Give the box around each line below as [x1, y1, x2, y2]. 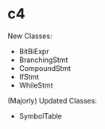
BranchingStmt [18, 55, 68, 64]
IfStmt [18, 72, 40, 81]
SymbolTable [18, 111, 63, 120]
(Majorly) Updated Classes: [7, 96, 97, 105]
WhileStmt [18, 80, 53, 90]
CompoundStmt [18, 63, 72, 72]
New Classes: [7, 31, 52, 41]
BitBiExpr [18, 46, 49, 56]
